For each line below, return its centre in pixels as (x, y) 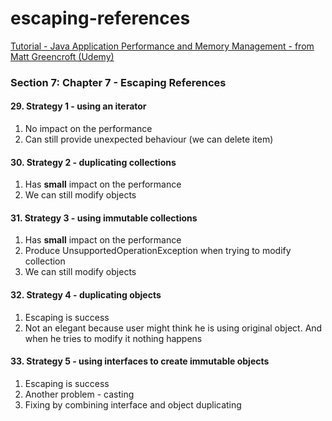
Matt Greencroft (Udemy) (62, 56)
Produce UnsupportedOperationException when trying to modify (158, 251)
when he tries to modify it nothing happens (113, 338)
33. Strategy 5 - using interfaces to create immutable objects (140, 361)
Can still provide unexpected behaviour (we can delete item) (149, 139)
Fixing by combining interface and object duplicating (133, 404)
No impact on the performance (88, 129)
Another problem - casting (79, 394)
